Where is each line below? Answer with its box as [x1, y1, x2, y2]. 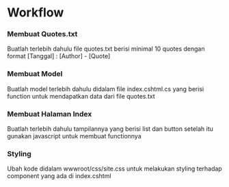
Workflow [7, 5, 64, 21]
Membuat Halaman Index [7, 109, 92, 119]
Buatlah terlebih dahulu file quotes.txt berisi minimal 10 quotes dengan [7, 45, 205, 53]
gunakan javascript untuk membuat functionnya [7, 132, 142, 140]
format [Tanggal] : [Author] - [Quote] [7, 52, 111, 60]
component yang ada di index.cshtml [7, 172, 111, 180]
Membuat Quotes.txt [7, 29, 78, 39]
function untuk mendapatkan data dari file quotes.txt [7, 92, 155, 100]
